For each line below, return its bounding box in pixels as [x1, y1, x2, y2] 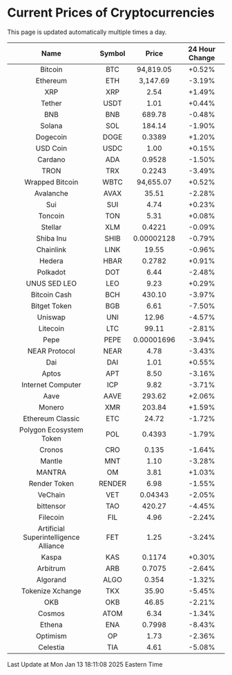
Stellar [41, 222, 62, 231]
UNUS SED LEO [26, 279, 77, 288]
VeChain [37, 490, 66, 500]
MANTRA [36, 467, 67, 477]
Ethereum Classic [23, 414, 80, 423]
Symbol [99, 49, 126, 58]
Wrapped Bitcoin [23, 177, 79, 186]
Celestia [37, 642, 65, 652]
